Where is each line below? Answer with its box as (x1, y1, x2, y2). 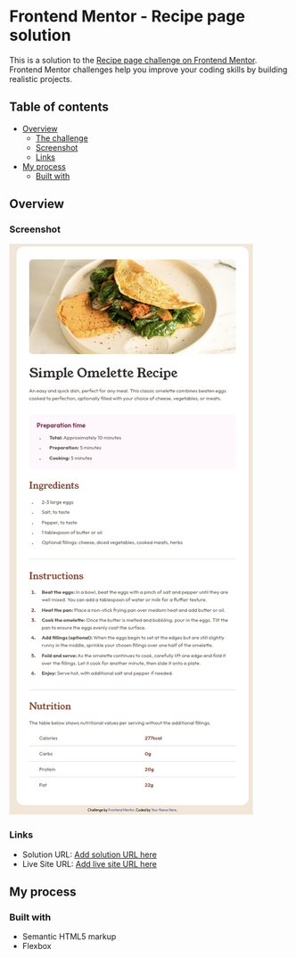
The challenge (35, 132, 89, 144)
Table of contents (9, 100, 109, 115)
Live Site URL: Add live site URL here (21, 858, 158, 869)
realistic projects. (9, 73, 73, 84)
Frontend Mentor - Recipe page (9, 6, 245, 27)
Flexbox (21, 941, 52, 952)
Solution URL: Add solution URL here (21, 849, 158, 860)
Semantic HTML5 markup (21, 931, 117, 942)
